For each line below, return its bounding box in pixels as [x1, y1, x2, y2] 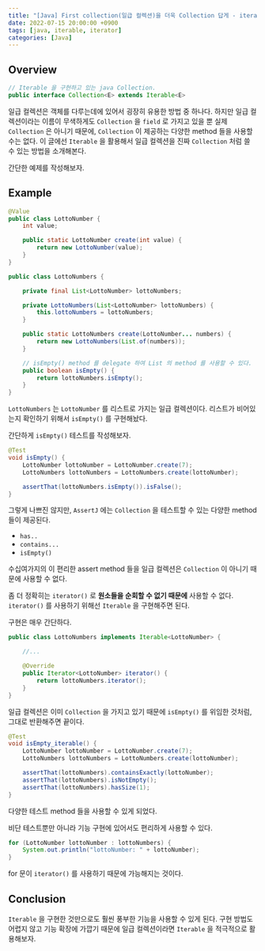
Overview [8, 63, 58, 76]
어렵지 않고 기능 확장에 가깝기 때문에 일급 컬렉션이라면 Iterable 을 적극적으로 [8, 923, 248, 934]
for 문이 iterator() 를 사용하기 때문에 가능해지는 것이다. [8, 869, 184, 878]
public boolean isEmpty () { [22, 366, 115, 374]
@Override [22, 662, 55, 670]
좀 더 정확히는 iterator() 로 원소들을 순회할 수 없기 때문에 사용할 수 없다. [8, 591, 234, 601]
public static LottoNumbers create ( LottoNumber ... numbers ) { [22, 330, 232, 339]
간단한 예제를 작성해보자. [8, 163, 85, 172]
